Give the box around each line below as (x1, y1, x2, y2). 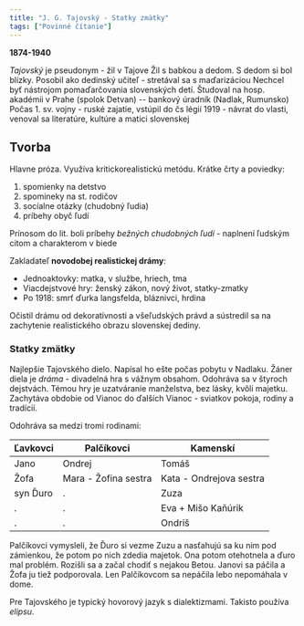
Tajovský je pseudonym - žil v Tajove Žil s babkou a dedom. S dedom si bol (9, 65, 293, 76)
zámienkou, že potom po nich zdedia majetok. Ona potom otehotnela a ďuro (9, 549, 296, 560)
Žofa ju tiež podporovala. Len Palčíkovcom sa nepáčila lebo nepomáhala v (9, 569, 288, 579)
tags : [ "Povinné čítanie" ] (9, 22, 112, 31)
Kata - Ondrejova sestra (161, 472, 265, 485)
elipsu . (9, 606, 35, 617)
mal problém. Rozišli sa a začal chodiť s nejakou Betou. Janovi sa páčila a (9, 558, 286, 570)
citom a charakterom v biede (9, 238, 118, 249)
